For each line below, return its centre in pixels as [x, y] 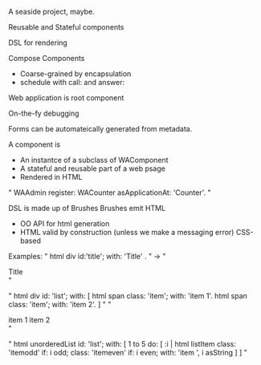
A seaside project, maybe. [51, 12]
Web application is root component [66, 98]
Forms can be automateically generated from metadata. [100, 129]
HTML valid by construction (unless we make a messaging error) [127, 232]
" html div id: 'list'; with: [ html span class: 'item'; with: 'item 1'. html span [128, 296]
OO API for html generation [65, 223]
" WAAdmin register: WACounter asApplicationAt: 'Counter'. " [110, 193]
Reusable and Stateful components [66, 27]
